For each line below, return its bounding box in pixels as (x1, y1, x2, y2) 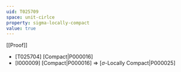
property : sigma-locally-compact (6, 20, 90, 26)
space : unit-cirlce (6, 14, 55, 20)
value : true (6, 25, 36, 32)
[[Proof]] (6, 42, 28, 49)
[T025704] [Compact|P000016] (14, 53, 93, 60)
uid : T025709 (6, 8, 39, 15)
